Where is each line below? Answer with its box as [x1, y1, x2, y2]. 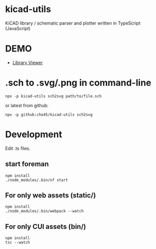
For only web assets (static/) [5, 191, 96, 199]
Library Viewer [12, 59, 43, 66]
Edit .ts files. [5, 145, 31, 151]
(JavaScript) [5, 25, 31, 31]
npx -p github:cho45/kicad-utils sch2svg [5, 112, 93, 117]
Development [5, 129, 62, 140]
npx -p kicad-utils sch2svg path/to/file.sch [5, 94, 101, 99]
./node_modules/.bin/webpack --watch [5, 209, 84, 214]
